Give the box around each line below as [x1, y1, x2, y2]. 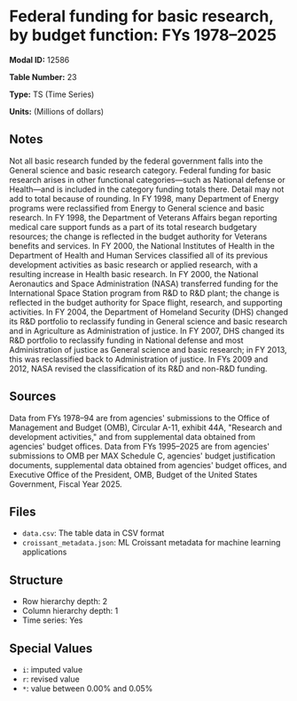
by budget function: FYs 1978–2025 [9, 25, 277, 45]
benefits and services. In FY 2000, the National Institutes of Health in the [9, 240, 275, 251]
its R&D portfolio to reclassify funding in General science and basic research [9, 315, 288, 326]
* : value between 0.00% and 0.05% [21, 683, 153, 694]
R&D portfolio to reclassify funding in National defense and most [9, 335, 244, 346]
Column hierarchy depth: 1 [21, 606, 119, 617]
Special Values [9, 641, 93, 656]
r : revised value [21, 673, 80, 684]
